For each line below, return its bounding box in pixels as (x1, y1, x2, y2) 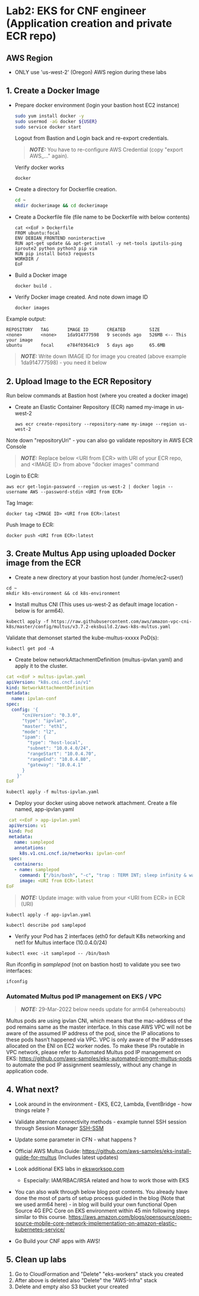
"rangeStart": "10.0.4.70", (27, 751, 97, 757)
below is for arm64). (14, 607, 65, 614)
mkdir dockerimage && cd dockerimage (14, 203, 108, 209)
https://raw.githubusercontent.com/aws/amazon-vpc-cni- (51, 618, 192, 625)
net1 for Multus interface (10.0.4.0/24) (14, 939, 108, 946)
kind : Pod (8, 828, 33, 834)
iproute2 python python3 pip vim (14, 246, 98, 252)
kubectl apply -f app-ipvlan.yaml (6, 911, 92, 918)
